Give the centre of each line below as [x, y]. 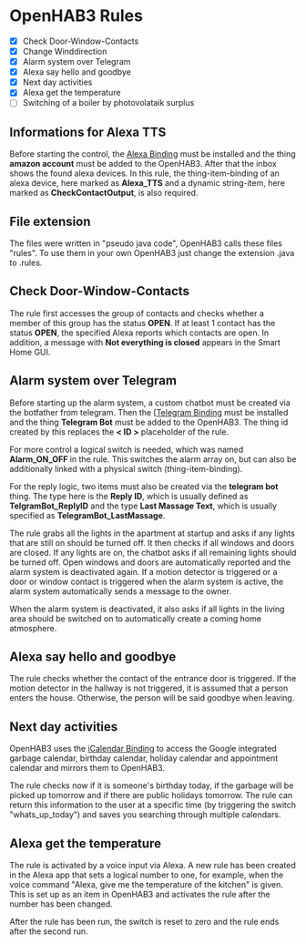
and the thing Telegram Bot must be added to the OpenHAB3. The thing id [149, 422]
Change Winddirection [65, 51]
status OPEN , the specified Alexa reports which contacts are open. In [139, 333]
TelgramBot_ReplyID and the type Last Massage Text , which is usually [143, 506]
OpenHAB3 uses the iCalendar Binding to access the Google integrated [143, 749]
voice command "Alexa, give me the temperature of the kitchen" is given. [147, 885]
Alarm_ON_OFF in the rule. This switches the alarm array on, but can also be [153, 459]
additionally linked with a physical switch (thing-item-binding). [126, 468]
